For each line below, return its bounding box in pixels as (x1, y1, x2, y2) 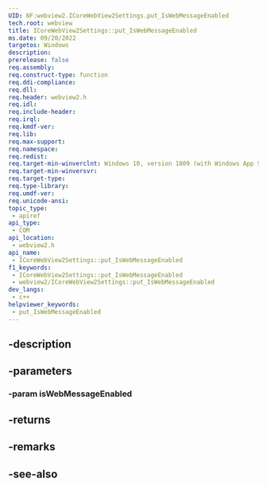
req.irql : (8, 116, 41, 123)
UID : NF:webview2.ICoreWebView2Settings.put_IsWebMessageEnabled (8, 11, 229, 20)
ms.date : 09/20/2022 (8, 33, 77, 42)
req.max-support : (8, 137, 66, 146)
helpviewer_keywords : (8, 300, 80, 308)
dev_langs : (8, 286, 44, 294)
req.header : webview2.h (8, 93, 87, 101)
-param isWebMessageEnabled (8, 388, 133, 399)
